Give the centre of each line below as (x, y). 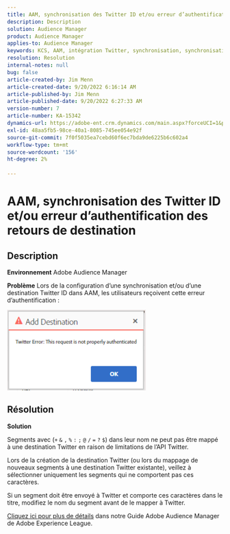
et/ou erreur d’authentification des (108, 216)
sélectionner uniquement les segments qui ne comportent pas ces (100, 474)
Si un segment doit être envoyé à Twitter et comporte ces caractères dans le (115, 495)
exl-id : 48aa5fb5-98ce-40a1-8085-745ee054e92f (75, 130)
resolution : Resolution (41, 58)
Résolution (30, 409)
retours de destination (72, 231)
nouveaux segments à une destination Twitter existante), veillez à (99, 467)
